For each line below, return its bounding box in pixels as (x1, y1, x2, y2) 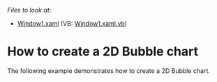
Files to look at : (7, 6, 52, 14)
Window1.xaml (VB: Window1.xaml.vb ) (17, 19, 128, 27)
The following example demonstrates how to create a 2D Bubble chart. (7, 66, 211, 75)
